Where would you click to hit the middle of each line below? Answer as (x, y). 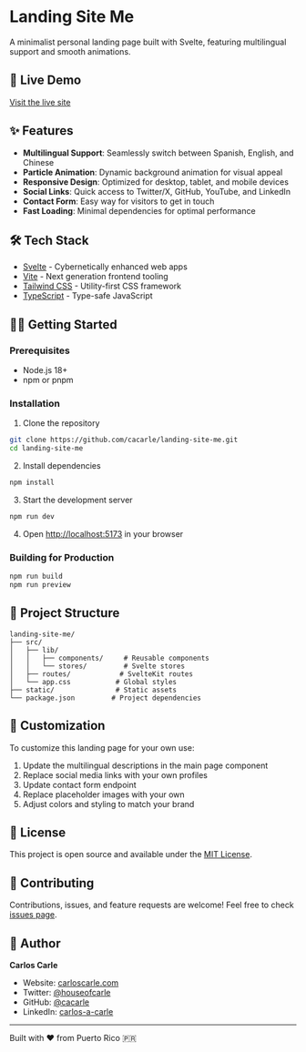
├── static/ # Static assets (93, 690)
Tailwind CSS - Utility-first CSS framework (102, 286)
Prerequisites (40, 350)
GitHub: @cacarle (56, 1002)
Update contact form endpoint (79, 784)
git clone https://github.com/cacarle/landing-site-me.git (124, 440)
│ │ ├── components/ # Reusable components (109, 658)
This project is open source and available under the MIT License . (131, 855)
